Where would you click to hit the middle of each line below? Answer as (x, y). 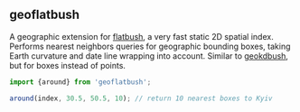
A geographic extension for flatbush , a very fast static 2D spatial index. (141, 36)
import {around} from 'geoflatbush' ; (80, 82)
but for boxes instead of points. (68, 65)
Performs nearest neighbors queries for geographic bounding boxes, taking (150, 46)
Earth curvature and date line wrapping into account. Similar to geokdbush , (149, 56)
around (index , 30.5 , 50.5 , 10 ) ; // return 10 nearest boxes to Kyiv (141, 98)
